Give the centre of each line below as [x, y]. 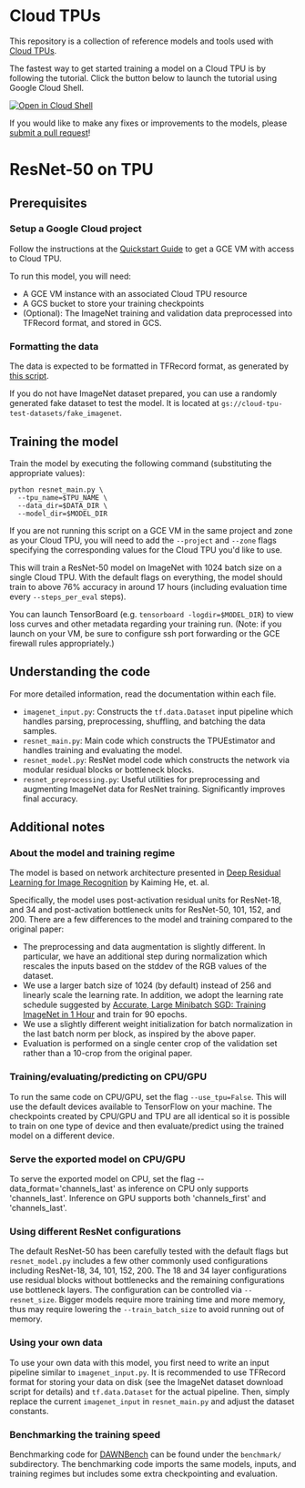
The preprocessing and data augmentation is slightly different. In [144, 947]
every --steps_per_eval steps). [68, 596]
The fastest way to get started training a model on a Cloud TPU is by [138, 68]
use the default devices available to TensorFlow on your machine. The [141, 1106]
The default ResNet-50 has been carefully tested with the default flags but [149, 1251]
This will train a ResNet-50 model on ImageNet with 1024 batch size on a [146, 567]
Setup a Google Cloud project [76, 229]
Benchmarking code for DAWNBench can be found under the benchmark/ [146, 1454]
